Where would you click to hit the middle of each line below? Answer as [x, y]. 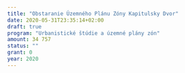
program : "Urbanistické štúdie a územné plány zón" [83, 33]
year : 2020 [23, 59]
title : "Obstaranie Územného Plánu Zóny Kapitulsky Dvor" [93, 14]
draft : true [24, 26]
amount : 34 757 [29, 40]
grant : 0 [20, 53]
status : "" [23, 46]
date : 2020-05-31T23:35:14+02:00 [56, 20]
